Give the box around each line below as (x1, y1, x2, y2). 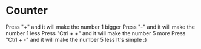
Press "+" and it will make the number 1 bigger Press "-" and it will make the (5, 23, 195, 30)
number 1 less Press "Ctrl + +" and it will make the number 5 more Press (5, 29, 186, 36)
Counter (5, 4, 48, 17)
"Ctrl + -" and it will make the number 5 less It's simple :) (5, 36, 147, 43)
